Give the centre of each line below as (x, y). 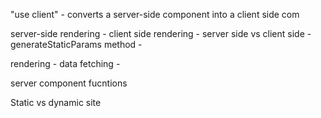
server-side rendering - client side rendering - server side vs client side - (161, 33)
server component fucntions (69, 83)
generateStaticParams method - (76, 44)
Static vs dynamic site (56, 102)
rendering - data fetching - (65, 63)
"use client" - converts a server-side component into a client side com (155, 14)
